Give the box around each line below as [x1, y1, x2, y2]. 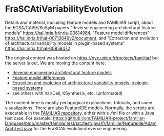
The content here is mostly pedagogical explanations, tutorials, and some [5, 99, 153, 105]
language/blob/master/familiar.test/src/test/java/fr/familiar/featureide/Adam [5, 120, 157, 126]
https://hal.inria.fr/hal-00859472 [5, 45, 71, 51]
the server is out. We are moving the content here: [5, 60, 106, 66]
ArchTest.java [5, 125, 33, 131]
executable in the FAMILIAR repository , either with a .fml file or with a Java [5, 110, 155, 116]
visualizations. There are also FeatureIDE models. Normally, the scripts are [5, 105, 155, 111]
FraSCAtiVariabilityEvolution [5, 3, 123, 15]
